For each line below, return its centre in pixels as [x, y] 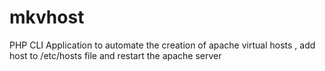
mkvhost [47, 17]
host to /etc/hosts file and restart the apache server [115, 55]
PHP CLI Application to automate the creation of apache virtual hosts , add [162, 45]
